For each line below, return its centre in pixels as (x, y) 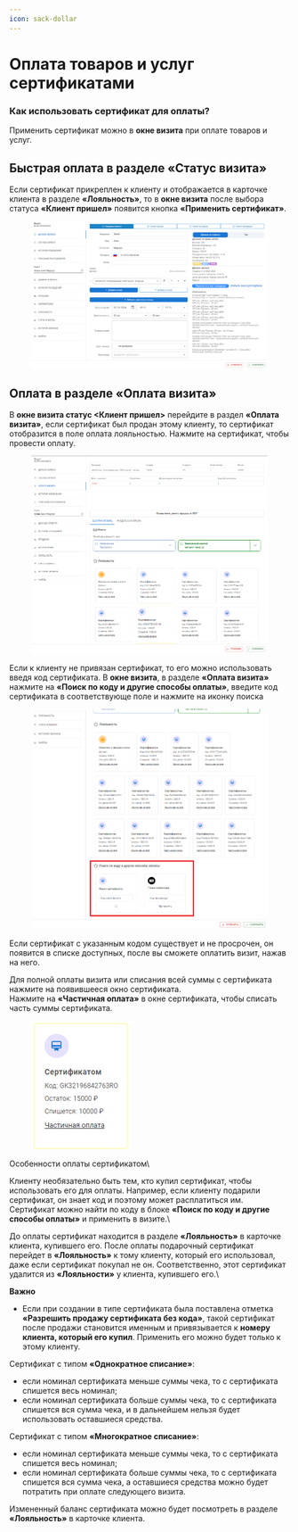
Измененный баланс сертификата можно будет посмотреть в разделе (144, 1509)
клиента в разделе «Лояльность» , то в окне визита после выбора (137, 199)
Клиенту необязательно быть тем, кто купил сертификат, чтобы (130, 1181)
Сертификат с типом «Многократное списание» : (104, 1437)
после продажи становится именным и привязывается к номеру (146, 1328)
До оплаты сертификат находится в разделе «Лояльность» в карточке (145, 1237)
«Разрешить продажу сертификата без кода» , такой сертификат (149, 1318)
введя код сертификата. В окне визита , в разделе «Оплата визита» (139, 677)
